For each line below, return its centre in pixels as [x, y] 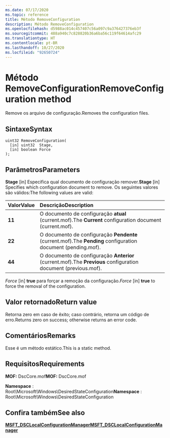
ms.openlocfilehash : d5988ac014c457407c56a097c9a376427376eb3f [73, 29]
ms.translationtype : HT [30, 39]
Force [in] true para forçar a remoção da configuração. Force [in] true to [80, 281]
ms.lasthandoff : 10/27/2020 [35, 48]
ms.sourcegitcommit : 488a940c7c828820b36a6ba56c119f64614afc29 [73, 33]
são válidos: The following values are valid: [49, 193]
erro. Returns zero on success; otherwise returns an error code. [71, 320]
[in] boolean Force [30, 150]
